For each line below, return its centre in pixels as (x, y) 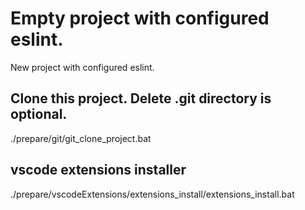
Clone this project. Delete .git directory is (141, 98)
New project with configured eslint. (82, 67)
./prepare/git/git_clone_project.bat (81, 138)
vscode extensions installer (98, 170)
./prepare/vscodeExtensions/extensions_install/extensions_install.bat (152, 194)
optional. (39, 114)
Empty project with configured (140, 18)
